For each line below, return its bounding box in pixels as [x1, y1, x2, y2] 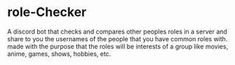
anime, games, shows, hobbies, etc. [7, 50, 112, 58]
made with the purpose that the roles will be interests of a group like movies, [7, 42, 229, 50]
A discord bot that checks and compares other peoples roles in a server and [7, 27, 228, 36]
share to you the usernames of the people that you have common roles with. [7, 34, 228, 43]
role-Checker [7, 4, 87, 20]
